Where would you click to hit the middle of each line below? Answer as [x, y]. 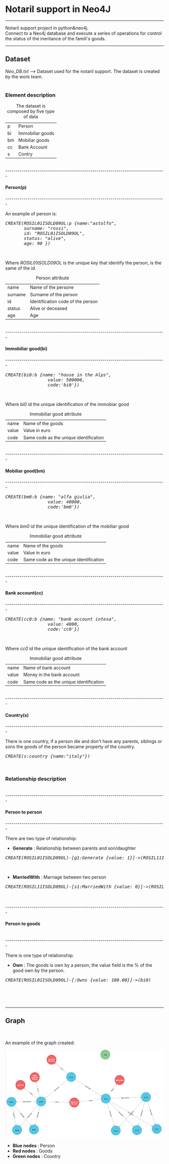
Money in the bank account [52, 675]
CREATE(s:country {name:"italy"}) [48, 756]
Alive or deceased [49, 308]
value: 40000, [65, 502]
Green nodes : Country [36, 1156]
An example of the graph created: [40, 1043]
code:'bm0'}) [64, 507]
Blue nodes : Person [34, 1145]
